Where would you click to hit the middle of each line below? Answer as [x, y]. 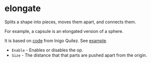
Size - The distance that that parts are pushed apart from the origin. [79, 55]
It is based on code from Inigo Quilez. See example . [56, 40]
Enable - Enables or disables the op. [47, 50]
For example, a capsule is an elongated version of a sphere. [64, 31]
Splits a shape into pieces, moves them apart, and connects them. [70, 22]
